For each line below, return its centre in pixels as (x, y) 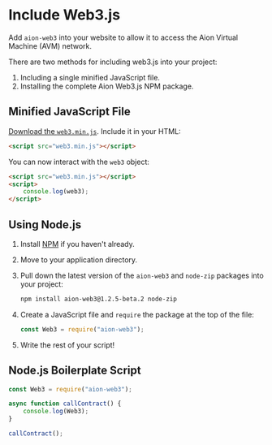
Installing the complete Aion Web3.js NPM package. (107, 86)
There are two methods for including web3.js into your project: (113, 62)
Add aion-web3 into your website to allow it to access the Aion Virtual (123, 37)
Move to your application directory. (79, 259)
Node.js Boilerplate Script (75, 371)
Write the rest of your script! (67, 345)
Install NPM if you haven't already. (78, 244)
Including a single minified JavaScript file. (90, 77)
